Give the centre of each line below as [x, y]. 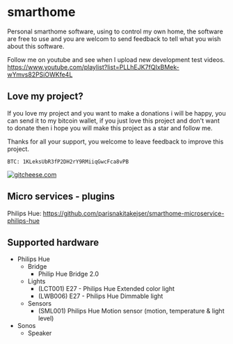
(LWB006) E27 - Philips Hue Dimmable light [101, 296]
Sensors [40, 304]
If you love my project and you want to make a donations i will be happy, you [116, 113]
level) [46, 318]
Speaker [40, 333]
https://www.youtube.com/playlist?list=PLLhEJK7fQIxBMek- [93, 67]
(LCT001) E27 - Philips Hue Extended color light [106, 289]
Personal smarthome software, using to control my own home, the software [115, 31]
